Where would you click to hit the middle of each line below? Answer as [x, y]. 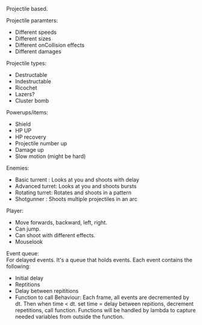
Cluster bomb [32, 100]
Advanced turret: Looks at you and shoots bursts [76, 186]
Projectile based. [27, 9]
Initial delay [29, 278]
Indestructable [33, 81]
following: [18, 266]
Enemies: [18, 168]
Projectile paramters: [32, 20]
